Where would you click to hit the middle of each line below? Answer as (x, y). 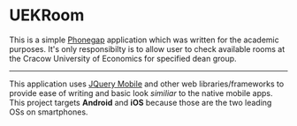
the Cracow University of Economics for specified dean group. (123, 58)
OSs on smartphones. (49, 112)
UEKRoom (47, 15)
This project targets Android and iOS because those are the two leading (141, 102)
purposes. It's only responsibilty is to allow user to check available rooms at (147, 48)
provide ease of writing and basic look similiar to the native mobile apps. (141, 93)
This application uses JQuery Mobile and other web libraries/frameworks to (147, 84)
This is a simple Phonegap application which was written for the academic (145, 40)
